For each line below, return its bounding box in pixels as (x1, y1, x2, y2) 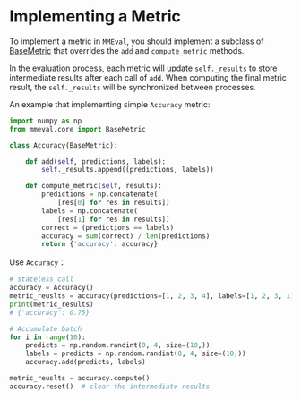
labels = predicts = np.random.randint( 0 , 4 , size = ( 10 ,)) (25, 349, 246, 359)
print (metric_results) (9, 300, 94, 309)
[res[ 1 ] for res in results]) (56, 215, 170, 224)
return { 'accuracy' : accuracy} (41, 240, 159, 249)
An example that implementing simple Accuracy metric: (9, 98, 211, 109)
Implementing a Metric (9, 6, 182, 27)
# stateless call (9, 275, 74, 284)
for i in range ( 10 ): (9, 333, 87, 342)
